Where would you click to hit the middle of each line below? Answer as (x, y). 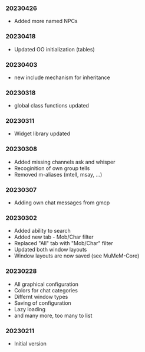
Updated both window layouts (50, 250)
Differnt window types (41, 296)
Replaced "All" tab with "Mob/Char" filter (63, 243)
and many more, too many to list (53, 315)
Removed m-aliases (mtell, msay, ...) (58, 174)
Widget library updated (42, 133)
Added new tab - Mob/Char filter (54, 237)
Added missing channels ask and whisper (65, 162)
